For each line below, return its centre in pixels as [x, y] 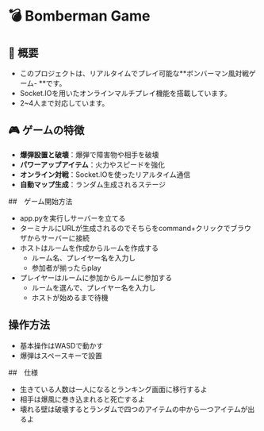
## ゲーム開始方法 [40, 201]
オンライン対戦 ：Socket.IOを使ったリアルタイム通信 [105, 174]
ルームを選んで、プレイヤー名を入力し [94, 287]
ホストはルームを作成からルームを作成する [89, 248]
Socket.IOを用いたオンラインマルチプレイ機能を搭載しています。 [125, 93]
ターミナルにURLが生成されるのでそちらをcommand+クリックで [125, 228]
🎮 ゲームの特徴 [46, 131]
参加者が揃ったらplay [66, 267]
